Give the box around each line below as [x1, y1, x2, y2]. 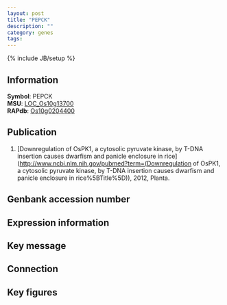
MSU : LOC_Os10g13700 [7, 99, 74, 107]
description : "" [7, 23, 53, 29]
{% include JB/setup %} [7, 54, 75, 62]
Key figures [7, 287, 58, 298]
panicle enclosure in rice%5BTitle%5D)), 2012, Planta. [16, 174, 170, 182]
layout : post [7, 10, 45, 17]
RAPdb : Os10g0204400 [7, 107, 75, 115]
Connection [7, 263, 58, 275]
